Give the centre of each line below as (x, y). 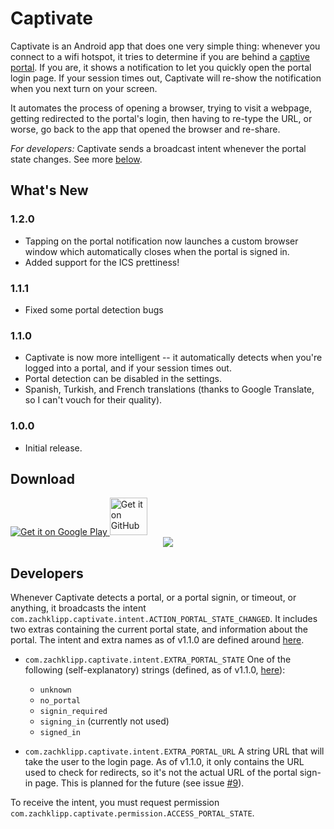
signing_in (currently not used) (104, 721)
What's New (49, 190)
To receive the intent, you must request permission (115, 803)
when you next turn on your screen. (84, 88)
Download (42, 478)
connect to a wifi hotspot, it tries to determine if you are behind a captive (160, 56)
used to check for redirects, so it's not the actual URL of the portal (161, 773)
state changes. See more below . (76, 159)
